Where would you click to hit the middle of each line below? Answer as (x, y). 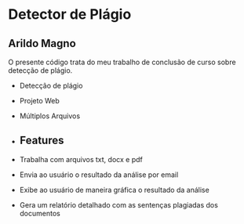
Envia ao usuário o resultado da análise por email (99, 175)
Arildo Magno (42, 43)
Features (42, 141)
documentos (40, 213)
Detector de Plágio (70, 14)
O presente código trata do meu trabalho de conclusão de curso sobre (122, 62)
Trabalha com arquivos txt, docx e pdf (81, 159)
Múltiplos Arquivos (50, 116)
